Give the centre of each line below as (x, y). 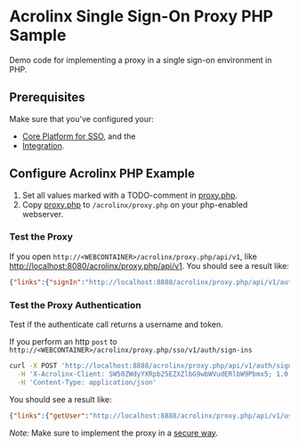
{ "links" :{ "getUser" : (49, 416)
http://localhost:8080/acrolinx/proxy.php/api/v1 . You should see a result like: (149, 265)
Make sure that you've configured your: (81, 118)
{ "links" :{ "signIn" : (48, 282)
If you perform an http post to (63, 342)
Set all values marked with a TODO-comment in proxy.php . (130, 195)
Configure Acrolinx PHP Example (102, 174)
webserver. (43, 214)
